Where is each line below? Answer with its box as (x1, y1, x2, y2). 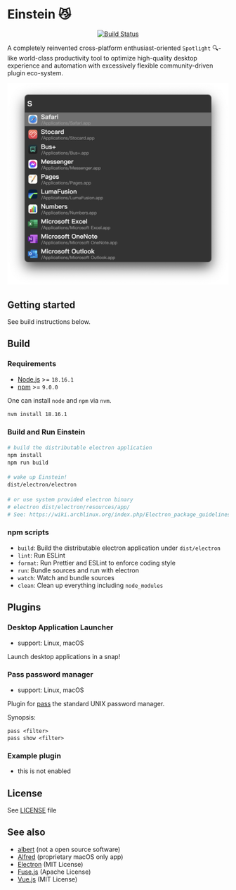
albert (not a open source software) (17, 845, 121, 853)
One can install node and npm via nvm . (7, 396, 112, 404)
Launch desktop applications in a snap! (7, 652, 121, 660)
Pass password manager (7, 670, 93, 679)
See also (7, 827, 46, 839)
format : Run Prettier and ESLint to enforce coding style (17, 558, 176, 567)
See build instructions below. (7, 317, 91, 326)
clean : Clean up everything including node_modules (17, 581, 164, 589)
